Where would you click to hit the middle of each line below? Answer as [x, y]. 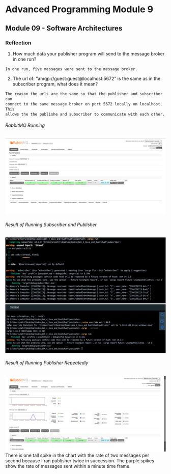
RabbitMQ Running [25, 125]
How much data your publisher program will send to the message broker [89, 53]
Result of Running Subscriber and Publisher [51, 225]
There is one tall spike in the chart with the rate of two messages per [77, 455]
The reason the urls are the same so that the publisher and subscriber [84, 94]
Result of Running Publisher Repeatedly [47, 363]
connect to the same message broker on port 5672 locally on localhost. [84, 104]
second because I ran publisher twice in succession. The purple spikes [80, 461]
